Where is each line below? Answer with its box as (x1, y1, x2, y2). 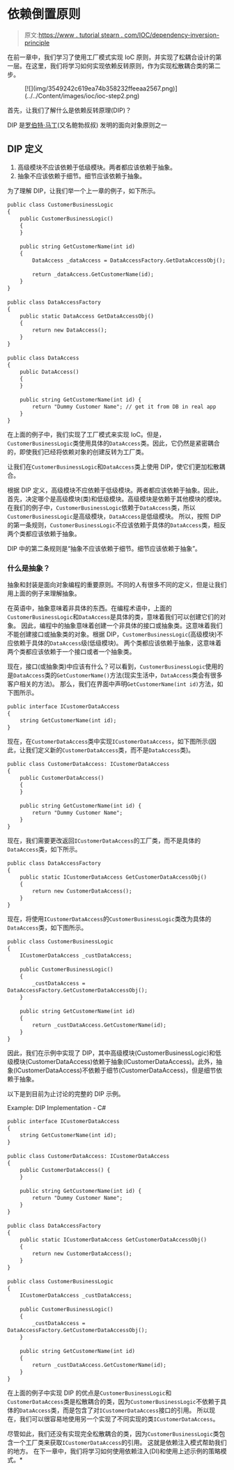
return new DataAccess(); (32, 327, 108, 334)
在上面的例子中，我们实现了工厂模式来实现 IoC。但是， (7, 430, 166, 439)
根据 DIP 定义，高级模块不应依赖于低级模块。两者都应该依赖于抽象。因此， (7, 485, 222, 494)
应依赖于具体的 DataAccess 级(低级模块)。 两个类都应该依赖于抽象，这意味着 (7, 639, 221, 648)
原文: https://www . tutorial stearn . (24, 31, 123, 39)
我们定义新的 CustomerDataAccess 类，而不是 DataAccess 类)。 (25, 746, 195, 754)
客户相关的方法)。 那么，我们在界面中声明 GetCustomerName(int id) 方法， (7, 680, 217, 688)
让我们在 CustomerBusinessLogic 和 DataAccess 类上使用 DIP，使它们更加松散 (7, 462, 219, 471)
